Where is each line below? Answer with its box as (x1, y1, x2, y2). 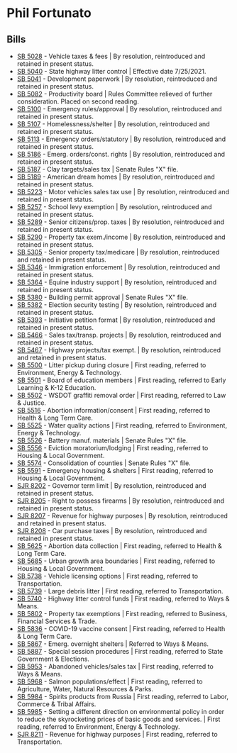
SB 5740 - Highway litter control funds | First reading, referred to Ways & (16, 594, 230, 603)
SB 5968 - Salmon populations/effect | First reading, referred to (16, 677, 203, 686)
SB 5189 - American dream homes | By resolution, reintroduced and (16, 172, 215, 181)
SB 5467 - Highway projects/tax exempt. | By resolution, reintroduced (16, 346, 221, 354)
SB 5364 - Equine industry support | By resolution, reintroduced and (16, 278, 217, 286)
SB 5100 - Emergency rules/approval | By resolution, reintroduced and (16, 105, 222, 113)
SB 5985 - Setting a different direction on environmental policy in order (16, 708, 225, 715)
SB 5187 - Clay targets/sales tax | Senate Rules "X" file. (16, 165, 179, 173)
